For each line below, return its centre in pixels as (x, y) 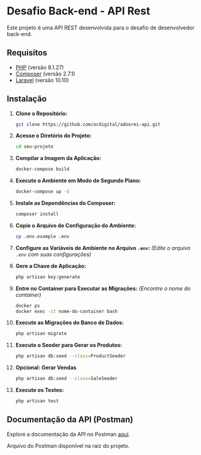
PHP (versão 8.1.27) (40, 67)
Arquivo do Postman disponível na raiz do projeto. (68, 445)
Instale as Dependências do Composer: (66, 203)
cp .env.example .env (42, 236)
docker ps (28, 306)
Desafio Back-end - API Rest (78, 11)
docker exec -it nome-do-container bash (66, 311)
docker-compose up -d (42, 192)
